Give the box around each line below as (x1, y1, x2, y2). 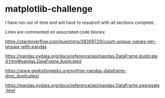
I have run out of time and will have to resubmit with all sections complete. (5, 20, 155, 25)
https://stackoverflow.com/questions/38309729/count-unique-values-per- (5, 38, 157, 44)
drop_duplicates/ (5, 73, 39, 78)
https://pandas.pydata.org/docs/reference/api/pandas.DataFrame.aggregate (5, 82, 160, 88)
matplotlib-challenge (5, 3, 93, 15)
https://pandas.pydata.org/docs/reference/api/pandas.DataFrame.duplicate (5, 53, 158, 59)
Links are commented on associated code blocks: (5, 29, 106, 35)
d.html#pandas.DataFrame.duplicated (5, 58, 82, 64)
